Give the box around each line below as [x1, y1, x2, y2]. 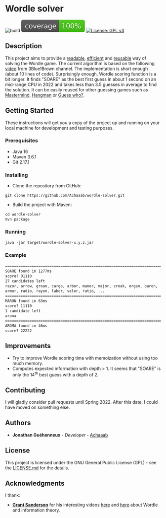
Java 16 [12, 148, 28, 154]
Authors [5, 419, 31, 427]
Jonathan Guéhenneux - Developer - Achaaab [12, 432, 108, 438]
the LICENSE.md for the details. [5, 465, 69, 471]
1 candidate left [5, 308, 41, 313]
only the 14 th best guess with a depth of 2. [12, 370, 99, 377]
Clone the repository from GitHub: [12, 183, 82, 189]
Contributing [5, 386, 45, 394]
